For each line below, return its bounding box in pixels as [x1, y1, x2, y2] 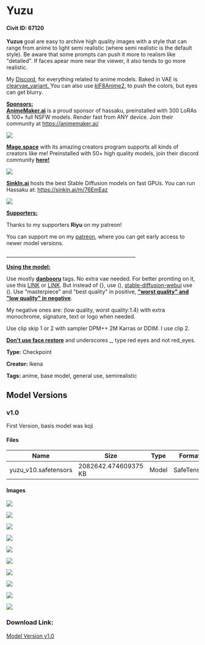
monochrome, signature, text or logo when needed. [6, 313, 136, 320]
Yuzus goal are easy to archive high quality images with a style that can [6, 38, 187, 45]
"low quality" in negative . [6, 295, 73, 302]
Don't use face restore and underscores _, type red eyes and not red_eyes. [6, 337, 196, 344]
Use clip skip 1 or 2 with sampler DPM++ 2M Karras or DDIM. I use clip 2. [6, 325, 190, 332]
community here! [6, 157, 50, 164]
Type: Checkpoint [6, 348, 52, 356]
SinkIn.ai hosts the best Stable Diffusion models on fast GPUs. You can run [6, 180, 195, 187]
